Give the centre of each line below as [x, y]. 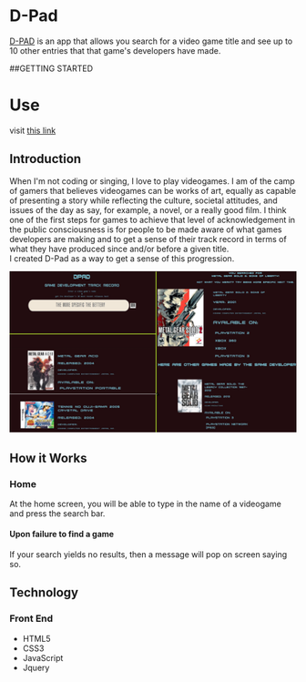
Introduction [46, 159]
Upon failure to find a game [62, 534]
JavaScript [43, 657]
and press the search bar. [57, 513]
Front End [31, 618]
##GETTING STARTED [51, 68]
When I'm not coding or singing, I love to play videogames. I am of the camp [153, 181]
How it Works [48, 458]
